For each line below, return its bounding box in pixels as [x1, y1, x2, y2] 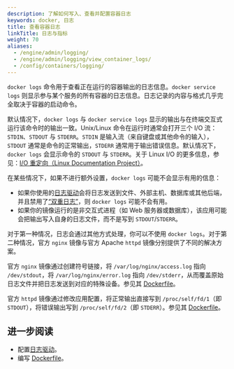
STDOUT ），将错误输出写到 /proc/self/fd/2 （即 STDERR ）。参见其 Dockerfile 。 [7, 302, 225, 312]
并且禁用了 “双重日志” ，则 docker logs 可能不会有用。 [17, 197, 171, 205]
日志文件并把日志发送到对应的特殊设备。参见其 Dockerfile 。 [7, 279, 180, 288]
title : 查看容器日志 [7, 23, 61, 30]
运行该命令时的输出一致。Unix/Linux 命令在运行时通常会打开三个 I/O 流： [7, 123, 217, 132]
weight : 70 [7, 36, 39, 43]
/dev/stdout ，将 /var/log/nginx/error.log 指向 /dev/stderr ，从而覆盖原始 [7, 270, 224, 279]
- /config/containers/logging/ [13, 62, 105, 69]
